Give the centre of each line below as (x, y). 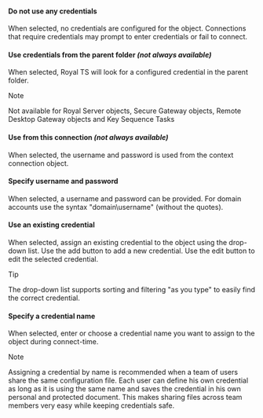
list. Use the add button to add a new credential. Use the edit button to (141, 251)
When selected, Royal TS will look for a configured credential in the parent (128, 72)
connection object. (38, 163)
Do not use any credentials (53, 11)
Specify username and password (63, 181)
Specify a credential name (52, 316)
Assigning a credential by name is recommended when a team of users (123, 372)
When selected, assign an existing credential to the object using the (118, 243)
